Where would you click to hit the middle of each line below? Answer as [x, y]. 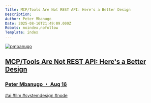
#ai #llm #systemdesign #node [36, 95]
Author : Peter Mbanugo [28, 19]
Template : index [22, 32]
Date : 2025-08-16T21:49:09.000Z [38, 23]
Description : [18, 14]
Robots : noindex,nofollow [31, 28]
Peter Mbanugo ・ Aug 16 [36, 84]
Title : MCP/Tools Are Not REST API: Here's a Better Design [68, 10]
